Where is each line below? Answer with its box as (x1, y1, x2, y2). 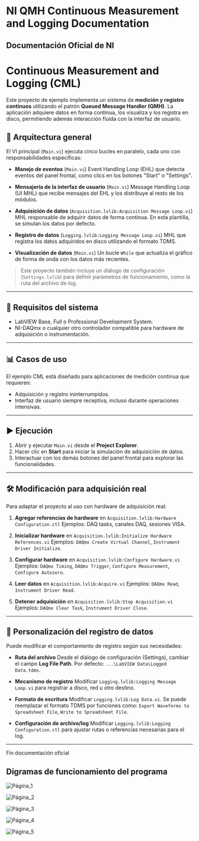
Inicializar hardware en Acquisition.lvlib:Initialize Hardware (14, 532, 172, 539)
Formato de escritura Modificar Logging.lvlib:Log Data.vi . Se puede (14, 696, 187, 703)
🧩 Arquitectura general (6, 132, 92, 142)
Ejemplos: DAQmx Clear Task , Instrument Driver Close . (14, 604, 148, 611)
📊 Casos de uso (6, 354, 67, 364)
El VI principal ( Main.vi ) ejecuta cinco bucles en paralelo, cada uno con (6, 148, 181, 155)
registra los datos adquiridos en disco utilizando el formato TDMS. (14, 238, 176, 245)
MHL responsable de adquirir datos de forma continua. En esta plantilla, (14, 214, 190, 221)
